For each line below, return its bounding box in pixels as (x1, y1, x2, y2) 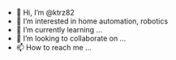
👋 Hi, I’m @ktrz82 (15, 8, 75, 17)
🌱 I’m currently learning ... (15, 25, 103, 34)
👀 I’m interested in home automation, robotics (15, 16, 169, 26)
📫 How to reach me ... (15, 43, 92, 52)
